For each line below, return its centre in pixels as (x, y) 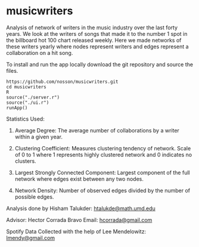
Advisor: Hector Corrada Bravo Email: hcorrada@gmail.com (79, 220)
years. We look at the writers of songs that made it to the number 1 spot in (97, 33)
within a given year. (39, 137)
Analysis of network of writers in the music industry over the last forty (92, 27)
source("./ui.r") (28, 103)
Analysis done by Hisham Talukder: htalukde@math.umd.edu (81, 208)
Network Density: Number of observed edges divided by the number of (102, 190)
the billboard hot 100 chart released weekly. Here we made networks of (94, 40)
